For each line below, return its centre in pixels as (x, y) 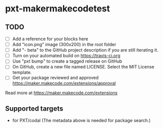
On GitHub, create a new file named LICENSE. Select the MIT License (83, 67)
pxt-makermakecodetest (58, 9)
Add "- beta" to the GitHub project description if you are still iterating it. (85, 50)
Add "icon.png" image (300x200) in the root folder (64, 45)
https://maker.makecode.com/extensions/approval (64, 83)
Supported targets (34, 108)
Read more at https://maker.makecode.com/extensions (61, 93)
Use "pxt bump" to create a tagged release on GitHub (67, 61)
